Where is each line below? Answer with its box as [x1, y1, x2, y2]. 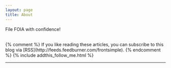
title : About [5, 12, 33, 17]
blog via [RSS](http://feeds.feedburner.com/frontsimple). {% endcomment [5, 47, 161, 53]
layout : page [5, 7, 33, 13]
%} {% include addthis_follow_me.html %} [5, 52, 94, 58]
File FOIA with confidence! [5, 26, 61, 32]
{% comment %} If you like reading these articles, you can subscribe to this [5, 41, 164, 47]
